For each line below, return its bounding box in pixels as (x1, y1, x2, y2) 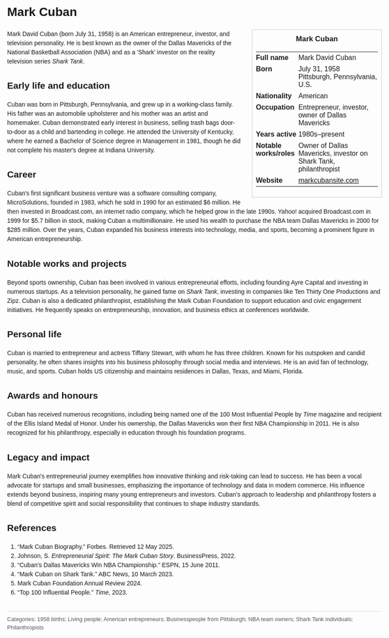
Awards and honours (7, 390, 98, 401)
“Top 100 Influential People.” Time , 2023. (17, 588, 128, 596)
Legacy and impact (7, 451, 90, 462)
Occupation (256, 103, 295, 111)
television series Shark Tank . (7, 57, 85, 65)
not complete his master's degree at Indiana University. (7, 146, 155, 155)
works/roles (256, 149, 295, 157)
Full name (256, 53, 289, 61)
